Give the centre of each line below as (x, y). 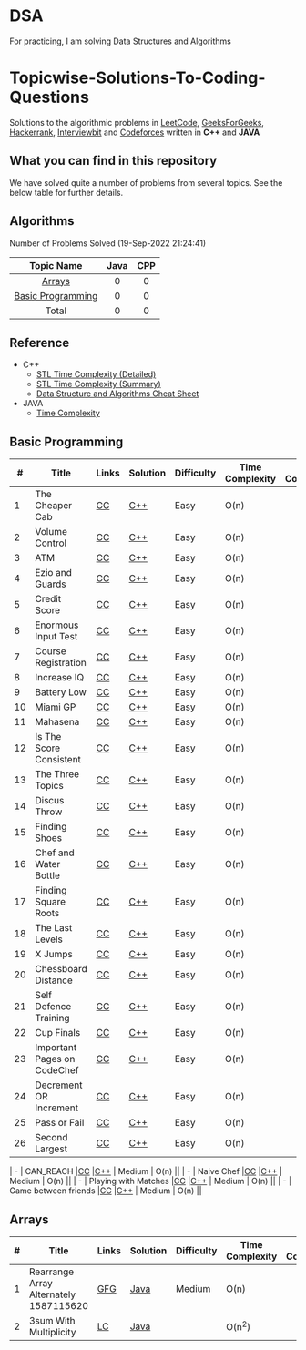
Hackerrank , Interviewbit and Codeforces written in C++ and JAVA (135, 132)
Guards (51, 584)
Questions (49, 97)
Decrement (59, 1085)
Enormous (57, 625)
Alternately (52, 1294)
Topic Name (56, 265)
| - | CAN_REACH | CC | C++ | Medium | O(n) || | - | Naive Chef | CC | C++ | (146, 1171)
